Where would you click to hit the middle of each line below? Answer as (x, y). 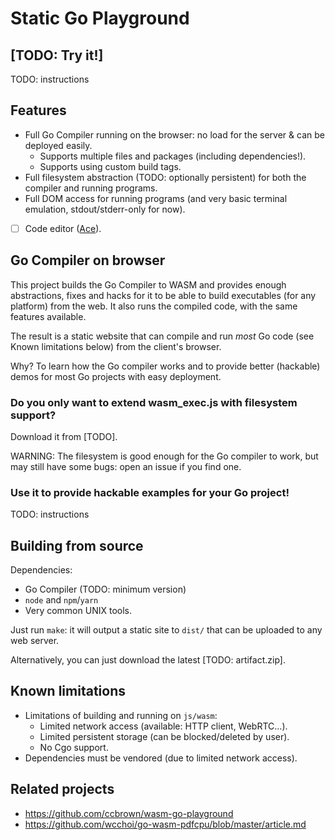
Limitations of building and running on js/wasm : (121, 715)
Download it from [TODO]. (64, 436)
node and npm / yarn (61, 600)
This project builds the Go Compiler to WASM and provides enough (148, 284)
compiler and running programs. (91, 188)
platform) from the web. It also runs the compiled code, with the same (154, 306)
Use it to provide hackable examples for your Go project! (150, 492)
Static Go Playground (100, 18)
